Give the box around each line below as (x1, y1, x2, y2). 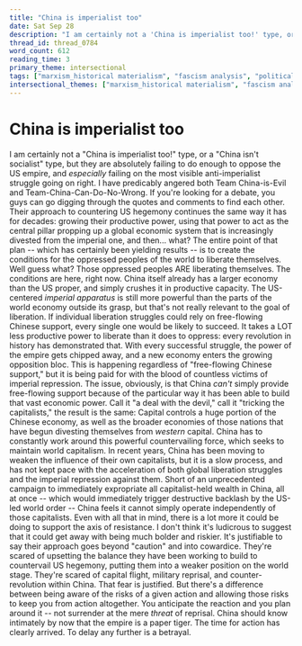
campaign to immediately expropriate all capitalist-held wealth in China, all (9, 483, 285, 494)
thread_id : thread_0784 (9, 38, 99, 48)
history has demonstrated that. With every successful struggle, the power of (9, 339, 292, 351)
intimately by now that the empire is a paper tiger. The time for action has (9, 617, 280, 628)
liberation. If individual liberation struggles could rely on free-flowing (9, 311, 263, 322)
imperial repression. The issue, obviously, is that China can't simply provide (9, 378, 289, 389)
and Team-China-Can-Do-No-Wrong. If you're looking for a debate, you (9, 186, 276, 198)
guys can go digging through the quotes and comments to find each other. (9, 196, 286, 207)
